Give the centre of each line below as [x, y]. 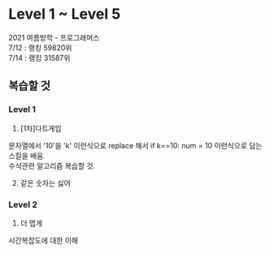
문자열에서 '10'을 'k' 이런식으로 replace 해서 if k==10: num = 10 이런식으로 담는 [135, 145]
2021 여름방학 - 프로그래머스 [54, 37]
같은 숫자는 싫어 [45, 182]
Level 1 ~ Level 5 [65, 14]
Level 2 [23, 204]
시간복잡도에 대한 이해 [44, 240]
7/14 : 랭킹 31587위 [39, 58]
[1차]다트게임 [41, 128]
